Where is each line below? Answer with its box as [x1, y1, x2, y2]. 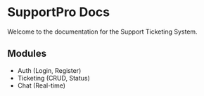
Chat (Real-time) [17, 81, 65, 90]
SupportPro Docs [7, 4, 110, 20]
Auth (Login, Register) [17, 66, 82, 74]
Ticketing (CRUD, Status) [17, 74, 90, 82]
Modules [7, 48, 47, 60]
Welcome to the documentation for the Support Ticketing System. [7, 27, 198, 36]
